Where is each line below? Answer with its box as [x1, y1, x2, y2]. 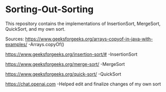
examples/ [5, 41, 28, 47]
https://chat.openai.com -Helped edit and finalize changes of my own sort [5, 81, 161, 87]
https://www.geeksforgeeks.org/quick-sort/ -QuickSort [5, 71, 122, 77]
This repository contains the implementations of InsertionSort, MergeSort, [5, 20, 161, 27]
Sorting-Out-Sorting [5, 4, 93, 15]
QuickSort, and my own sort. [5, 26, 65, 32]
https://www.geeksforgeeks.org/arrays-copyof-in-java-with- [25, 36, 153, 42]
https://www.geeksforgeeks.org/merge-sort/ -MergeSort [5, 61, 125, 67]
